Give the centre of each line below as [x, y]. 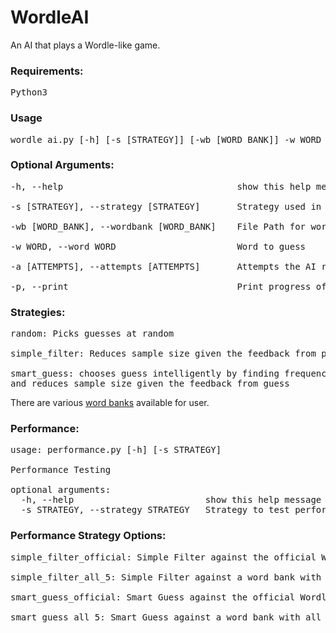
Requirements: [47, 71]
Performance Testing [61, 470]
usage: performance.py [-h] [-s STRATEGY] [116, 450]
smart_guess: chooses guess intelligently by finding [145, 374]
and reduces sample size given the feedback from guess [150, 384]
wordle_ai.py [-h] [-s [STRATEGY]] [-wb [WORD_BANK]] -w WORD [166, 139]
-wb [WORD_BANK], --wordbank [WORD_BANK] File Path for [158, 226]
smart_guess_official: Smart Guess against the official [153, 597]
